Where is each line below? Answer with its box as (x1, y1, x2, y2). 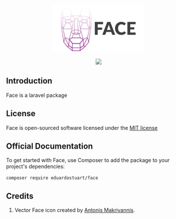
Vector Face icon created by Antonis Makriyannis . (14, 207, 136, 214)
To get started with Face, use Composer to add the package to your (6, 157, 170, 164)
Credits (6, 191, 34, 201)
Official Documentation (6, 141, 93, 151)
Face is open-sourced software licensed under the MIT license (6, 124, 158, 131)
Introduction (6, 76, 53, 86)
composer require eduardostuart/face (6, 175, 99, 181)
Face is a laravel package (6, 92, 67, 99)
